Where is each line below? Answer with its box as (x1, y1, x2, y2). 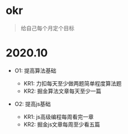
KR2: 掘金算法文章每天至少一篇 (23, 87, 102, 95)
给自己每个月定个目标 (20, 24, 74, 32)
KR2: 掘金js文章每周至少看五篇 (23, 121, 101, 128)
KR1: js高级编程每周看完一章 (23, 113, 94, 120)
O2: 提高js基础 (14, 100, 51, 107)
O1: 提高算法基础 (14, 67, 57, 74)
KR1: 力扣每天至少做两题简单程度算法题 (23, 79, 122, 87)
